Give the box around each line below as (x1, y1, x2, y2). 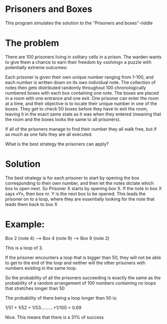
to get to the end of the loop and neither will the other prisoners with (5, 260, 146, 266)
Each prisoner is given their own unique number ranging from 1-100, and (5, 74, 154, 80)
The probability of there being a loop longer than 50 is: (5, 295, 118, 301)
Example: (5, 219, 45, 230)
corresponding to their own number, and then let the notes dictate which (5, 180, 154, 186)
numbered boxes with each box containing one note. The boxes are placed (5, 90, 159, 96)
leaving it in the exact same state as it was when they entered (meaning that (5, 111, 162, 117)
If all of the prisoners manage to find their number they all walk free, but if (5, 126, 157, 132)
